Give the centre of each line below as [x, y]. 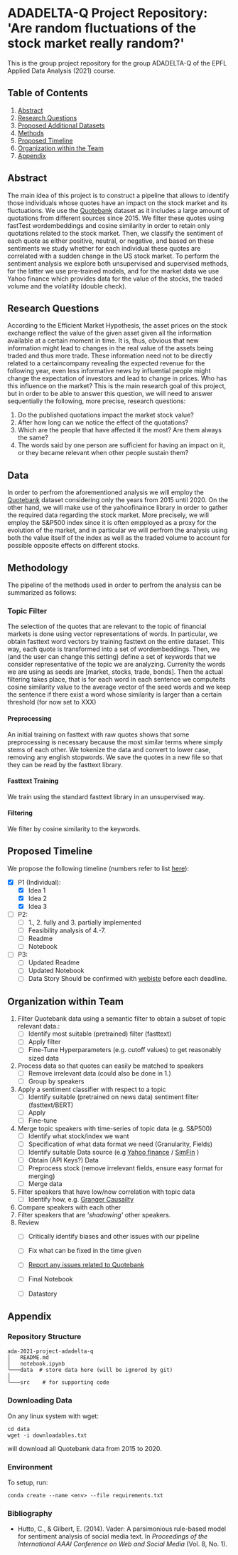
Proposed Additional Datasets [61, 125]
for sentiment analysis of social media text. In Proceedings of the [113, 1536]
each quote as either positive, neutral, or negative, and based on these [111, 241]
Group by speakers [56, 1081]
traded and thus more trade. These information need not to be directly [110, 356]
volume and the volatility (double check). [67, 286]
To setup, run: [28, 1482]
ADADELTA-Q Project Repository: [108, 13]
